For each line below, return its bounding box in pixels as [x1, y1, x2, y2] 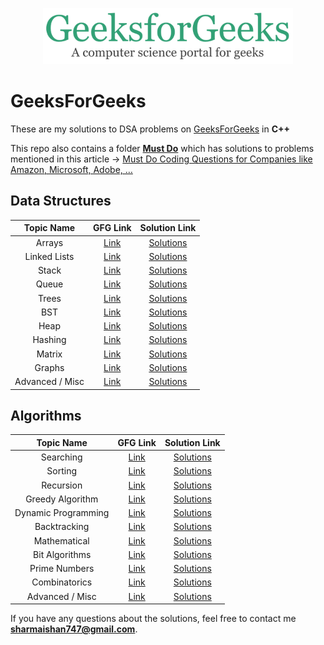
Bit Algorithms [33, 548, 92, 560]
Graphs [34, 361, 65, 373]
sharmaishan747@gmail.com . [10, 623, 138, 635]
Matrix [36, 348, 63, 360]
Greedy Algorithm [25, 493, 99, 505]
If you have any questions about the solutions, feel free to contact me [10, 613, 297, 625]
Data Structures [10, 193, 112, 210]
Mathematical [33, 534, 90, 547]
